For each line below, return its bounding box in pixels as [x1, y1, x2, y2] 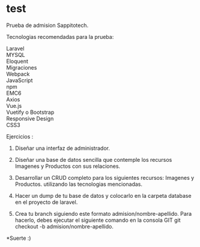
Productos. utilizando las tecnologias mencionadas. [14, 180, 143, 188]
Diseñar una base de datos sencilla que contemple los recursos [14, 156, 172, 163]
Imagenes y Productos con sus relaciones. [14, 162, 121, 170]
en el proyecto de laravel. [14, 198, 78, 206]
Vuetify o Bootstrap [6, 109, 55, 116]
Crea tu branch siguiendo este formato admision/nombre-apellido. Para [14, 210, 192, 217]
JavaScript [6, 77, 33, 84]
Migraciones [6, 64, 37, 71]
